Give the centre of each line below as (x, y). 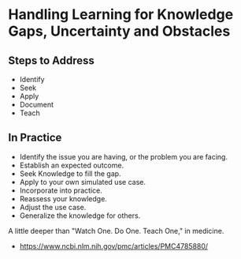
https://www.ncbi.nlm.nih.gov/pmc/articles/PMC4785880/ (114, 246)
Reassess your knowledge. (63, 198)
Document (36, 105)
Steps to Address (51, 60)
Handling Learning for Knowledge (121, 15)
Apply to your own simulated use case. (82, 182)
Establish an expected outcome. (72, 165)
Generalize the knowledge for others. (80, 216)
